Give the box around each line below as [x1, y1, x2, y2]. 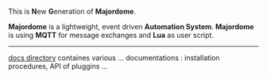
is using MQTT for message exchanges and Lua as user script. [8, 31, 215, 39]
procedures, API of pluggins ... [8, 62, 108, 70]
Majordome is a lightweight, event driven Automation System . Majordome [8, 22, 254, 31]
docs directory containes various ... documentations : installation [8, 53, 220, 62]
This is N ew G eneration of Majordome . [8, 7, 137, 16]
